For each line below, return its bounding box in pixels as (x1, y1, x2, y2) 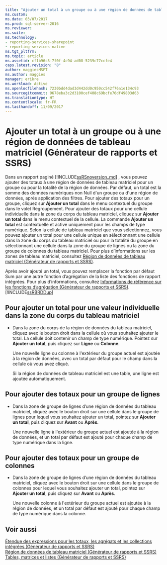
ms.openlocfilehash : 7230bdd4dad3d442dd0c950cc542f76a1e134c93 (5, 86, 139, 91)
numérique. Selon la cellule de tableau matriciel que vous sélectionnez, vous (5, 227, 162, 233)
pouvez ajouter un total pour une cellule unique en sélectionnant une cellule (5, 232, 161, 238)
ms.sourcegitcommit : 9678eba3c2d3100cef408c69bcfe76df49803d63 (5, 91, 139, 95)
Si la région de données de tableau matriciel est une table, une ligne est (12, 370, 159, 376)
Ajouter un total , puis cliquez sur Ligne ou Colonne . (12, 340, 120, 346)
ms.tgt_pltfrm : (5, 49, 37, 54)
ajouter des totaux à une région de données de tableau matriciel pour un (5, 179, 153, 185)
